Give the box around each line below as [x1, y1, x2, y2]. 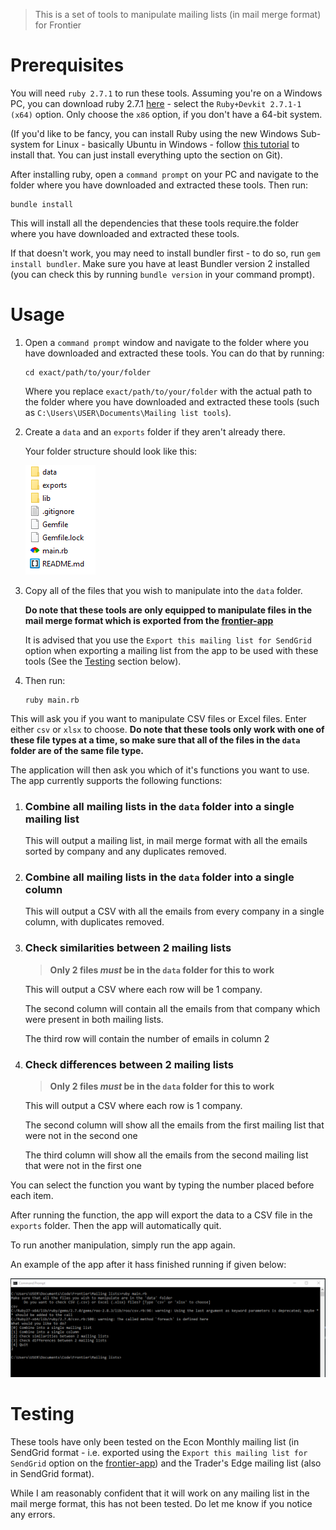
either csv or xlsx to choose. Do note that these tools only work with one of [10, 723, 325, 735]
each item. [10, 1190, 54, 1202]
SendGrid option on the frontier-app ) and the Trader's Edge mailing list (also [10, 1457, 322, 1469]
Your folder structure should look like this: [24, 445, 198, 457]
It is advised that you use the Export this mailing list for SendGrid [24, 634, 312, 646]
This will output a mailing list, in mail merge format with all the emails [24, 835, 308, 847]
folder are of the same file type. [10, 744, 145, 756]
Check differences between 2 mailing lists [24, 1057, 234, 1071]
